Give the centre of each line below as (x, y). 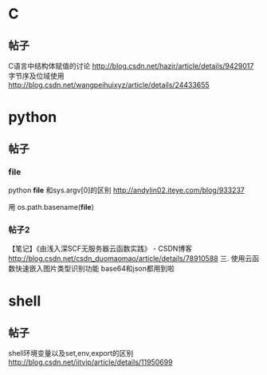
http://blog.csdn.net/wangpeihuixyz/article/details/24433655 (109, 85)
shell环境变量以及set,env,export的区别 (71, 353)
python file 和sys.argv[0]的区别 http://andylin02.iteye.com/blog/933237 (127, 190)
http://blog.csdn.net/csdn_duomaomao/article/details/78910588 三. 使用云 (130, 259)
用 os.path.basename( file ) (51, 207)
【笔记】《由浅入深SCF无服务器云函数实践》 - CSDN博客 (100, 249)
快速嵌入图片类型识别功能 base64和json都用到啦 (95, 269)
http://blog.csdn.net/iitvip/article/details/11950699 (90, 362)
